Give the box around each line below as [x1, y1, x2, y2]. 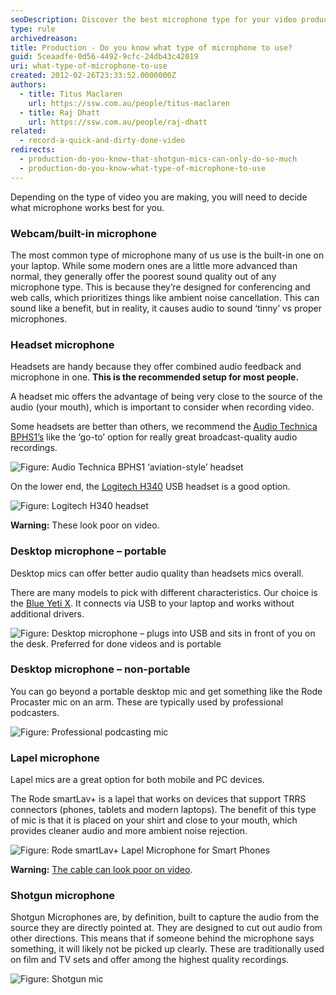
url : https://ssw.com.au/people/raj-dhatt [28, 117, 208, 127]
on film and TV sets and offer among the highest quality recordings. [10, 954, 290, 966]
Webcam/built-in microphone [10, 226, 157, 240]
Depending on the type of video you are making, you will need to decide [10, 191, 308, 203]
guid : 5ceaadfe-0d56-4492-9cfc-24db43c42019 [10, 52, 199, 62]
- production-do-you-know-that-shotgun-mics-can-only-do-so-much [19, 154, 298, 164]
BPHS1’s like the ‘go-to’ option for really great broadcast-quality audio [10, 431, 298, 443]
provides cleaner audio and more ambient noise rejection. [10, 825, 248, 837]
